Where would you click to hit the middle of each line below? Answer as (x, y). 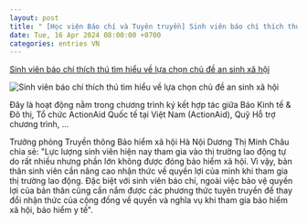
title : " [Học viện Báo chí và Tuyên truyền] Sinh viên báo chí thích (147, 27)
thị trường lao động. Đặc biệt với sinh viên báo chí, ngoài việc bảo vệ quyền (151, 181)
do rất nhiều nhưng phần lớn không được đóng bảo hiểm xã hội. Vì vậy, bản (151, 162)
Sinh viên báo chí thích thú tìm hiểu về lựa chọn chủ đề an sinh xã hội (140, 69)
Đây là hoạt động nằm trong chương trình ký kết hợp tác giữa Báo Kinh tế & (150, 105)
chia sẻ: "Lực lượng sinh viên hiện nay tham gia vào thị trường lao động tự (148, 152)
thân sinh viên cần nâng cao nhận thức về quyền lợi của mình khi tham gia (149, 171)
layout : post (34, 18)
